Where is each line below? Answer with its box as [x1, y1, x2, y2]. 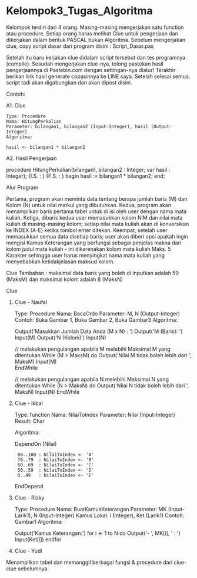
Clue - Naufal [14, 298, 48, 305]
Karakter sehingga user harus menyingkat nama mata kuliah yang [6, 252, 165, 259]
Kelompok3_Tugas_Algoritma [6, 4, 153, 18]
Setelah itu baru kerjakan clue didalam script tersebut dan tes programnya [6, 54, 186, 61]
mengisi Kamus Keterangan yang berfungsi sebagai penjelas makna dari [6, 239, 182, 246]
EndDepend [14, 482, 44, 489]
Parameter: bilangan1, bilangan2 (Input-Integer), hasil [6, 123, 149, 129]
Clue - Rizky [14, 494, 45, 501]
